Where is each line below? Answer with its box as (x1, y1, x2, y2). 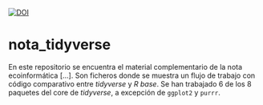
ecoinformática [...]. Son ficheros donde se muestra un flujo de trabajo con (8, 71, 256, 80)
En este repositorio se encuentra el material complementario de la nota (8, 62, 243, 71)
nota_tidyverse (8, 36, 111, 54)
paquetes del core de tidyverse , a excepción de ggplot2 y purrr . (8, 87, 221, 97)
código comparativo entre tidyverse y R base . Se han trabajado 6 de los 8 (8, 79, 252, 88)
